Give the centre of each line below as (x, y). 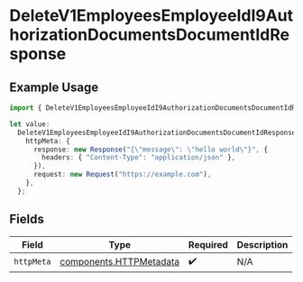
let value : (30, 124)
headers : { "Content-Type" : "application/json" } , (139, 158)
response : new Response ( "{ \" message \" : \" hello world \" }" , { (151, 150)
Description (262, 244)
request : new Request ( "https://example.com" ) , (122, 175)
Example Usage (54, 87)
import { (26, 108)
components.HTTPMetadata (120, 262)
